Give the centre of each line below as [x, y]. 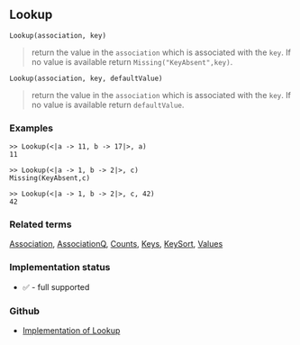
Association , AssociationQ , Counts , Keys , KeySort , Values [116, 244]
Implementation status [60, 268]
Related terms [41, 224]
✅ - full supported [56, 286]
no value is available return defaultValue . [108, 104]
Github [25, 311]
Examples [32, 128]
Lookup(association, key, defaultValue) [86, 78]
